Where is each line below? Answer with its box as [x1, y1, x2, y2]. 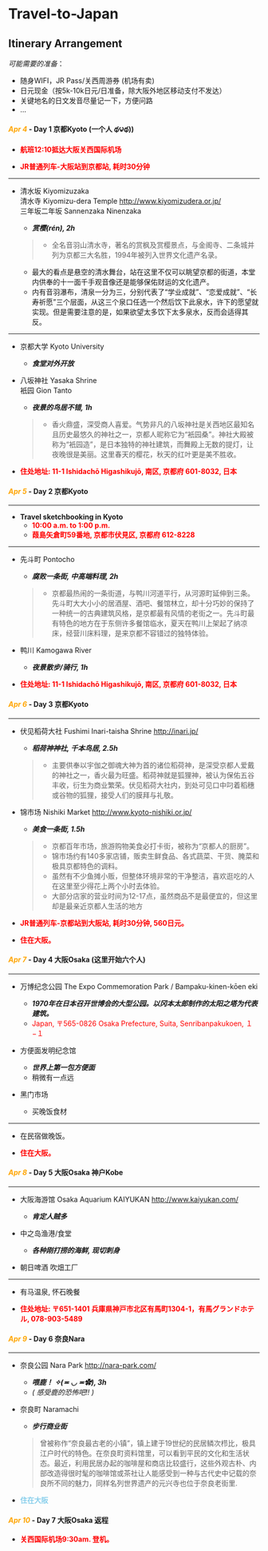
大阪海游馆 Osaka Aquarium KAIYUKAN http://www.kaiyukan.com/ [19, 1194, 239, 1204]
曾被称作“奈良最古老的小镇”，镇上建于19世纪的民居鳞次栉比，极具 [39, 1438, 257, 1448]
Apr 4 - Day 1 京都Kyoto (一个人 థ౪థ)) [8, 124, 134, 134]
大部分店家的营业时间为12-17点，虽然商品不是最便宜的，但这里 [51, 891, 258, 900]
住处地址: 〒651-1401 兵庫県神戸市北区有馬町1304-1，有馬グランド [19, 1304, 241, 1314]
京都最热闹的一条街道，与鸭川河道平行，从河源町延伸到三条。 [51, 588, 255, 598]
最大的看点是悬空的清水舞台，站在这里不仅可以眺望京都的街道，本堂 [31, 267, 256, 277]
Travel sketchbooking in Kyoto [19, 512, 124, 522]
